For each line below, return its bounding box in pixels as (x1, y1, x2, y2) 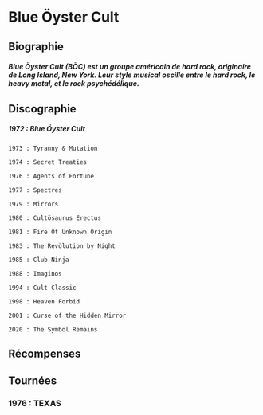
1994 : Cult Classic (8, 284, 77, 292)
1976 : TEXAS (8, 398, 62, 409)
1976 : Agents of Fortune (8, 172, 94, 180)
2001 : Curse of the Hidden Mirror (8, 311, 127, 319)
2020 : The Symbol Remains (8, 325, 98, 334)
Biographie (8, 40, 64, 53)
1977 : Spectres (8, 186, 62, 194)
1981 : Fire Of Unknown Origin (8, 228, 112, 236)
